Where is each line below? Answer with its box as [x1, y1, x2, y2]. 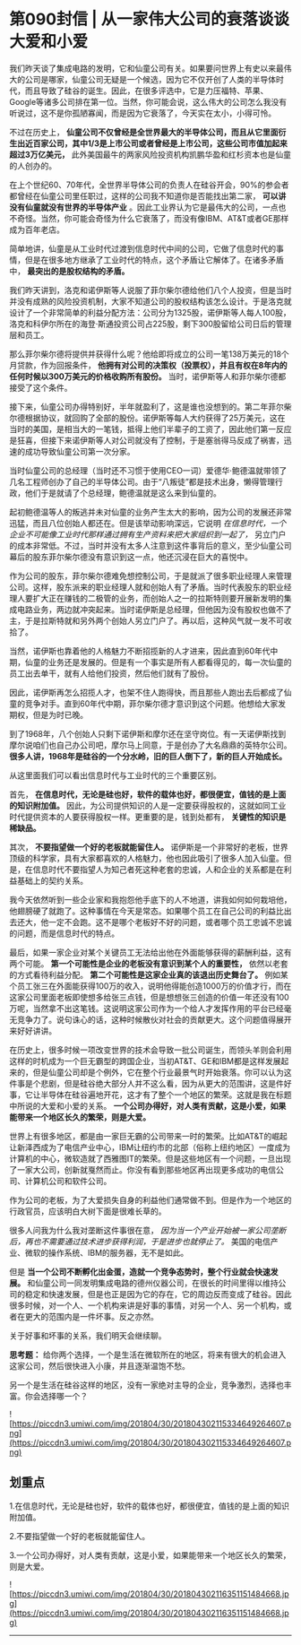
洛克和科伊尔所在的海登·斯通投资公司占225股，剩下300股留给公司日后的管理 [9, 318, 292, 329]
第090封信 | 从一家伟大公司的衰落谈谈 [9, 9, 289, 30]
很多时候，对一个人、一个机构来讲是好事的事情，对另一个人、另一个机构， [9, 1300, 284, 1311]
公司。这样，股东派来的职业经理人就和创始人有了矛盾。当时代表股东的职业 [9, 581, 284, 593]
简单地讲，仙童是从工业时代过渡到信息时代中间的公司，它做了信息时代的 [9, 243, 276, 254]
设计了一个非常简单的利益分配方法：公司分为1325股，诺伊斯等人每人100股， [9, 307, 291, 317]
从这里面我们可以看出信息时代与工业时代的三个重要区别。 [9, 769, 221, 781]
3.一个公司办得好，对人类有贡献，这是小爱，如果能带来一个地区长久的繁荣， [9, 1549, 291, 1561]
